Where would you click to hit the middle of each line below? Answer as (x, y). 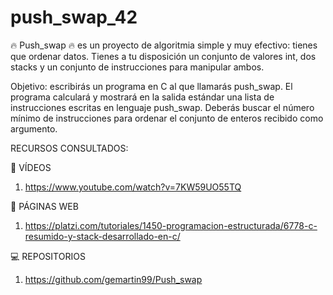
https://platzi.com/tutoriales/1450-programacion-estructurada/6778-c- (171, 225)
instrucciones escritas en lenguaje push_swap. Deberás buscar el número (162, 107)
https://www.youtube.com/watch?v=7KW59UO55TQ (133, 187)
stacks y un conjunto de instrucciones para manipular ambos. (137, 67)
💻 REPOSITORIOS (48, 256)
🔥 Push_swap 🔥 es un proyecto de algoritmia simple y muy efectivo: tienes (164, 45)
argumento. (34, 128)
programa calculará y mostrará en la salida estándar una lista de (142, 97)
